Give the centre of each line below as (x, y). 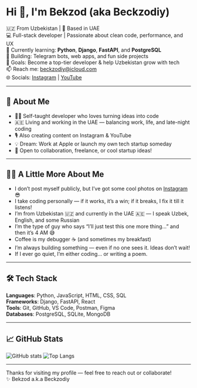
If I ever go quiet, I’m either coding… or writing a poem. (81, 254)
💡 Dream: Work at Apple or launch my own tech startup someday (93, 144)
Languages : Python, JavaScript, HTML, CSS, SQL (66, 295)
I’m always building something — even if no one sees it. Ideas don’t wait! (102, 247)
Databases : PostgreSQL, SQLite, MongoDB (58, 314)
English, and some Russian (47, 220)
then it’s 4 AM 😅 (35, 232)
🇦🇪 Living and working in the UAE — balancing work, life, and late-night (102, 122)
